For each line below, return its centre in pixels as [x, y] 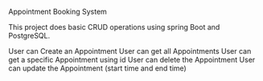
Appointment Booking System [58, 12]
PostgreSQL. [29, 36]
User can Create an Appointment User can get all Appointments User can [130, 51]
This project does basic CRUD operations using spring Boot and [114, 27]
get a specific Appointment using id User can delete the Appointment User [132, 60]
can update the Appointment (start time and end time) [97, 68]
